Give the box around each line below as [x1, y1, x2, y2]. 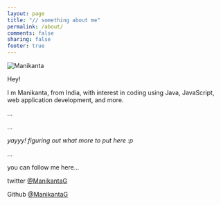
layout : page [7, 10, 45, 17]
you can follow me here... [7, 163, 80, 171]
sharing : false [7, 36, 51, 43]
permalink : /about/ [7, 23, 64, 30]
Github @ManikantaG [7, 190, 68, 198]
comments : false [7, 29, 54, 37]
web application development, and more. [7, 96, 124, 104]
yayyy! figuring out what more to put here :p [7, 136, 134, 145]
